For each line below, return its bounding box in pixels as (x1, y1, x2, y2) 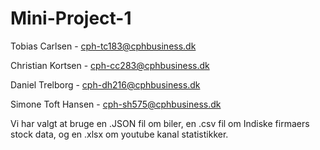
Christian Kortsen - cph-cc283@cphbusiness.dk (10, 59, 210, 71)
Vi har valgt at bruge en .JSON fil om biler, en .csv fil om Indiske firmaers (10, 117, 310, 129)
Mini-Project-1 (10, 7, 132, 30)
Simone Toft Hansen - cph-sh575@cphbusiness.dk (10, 98, 222, 110)
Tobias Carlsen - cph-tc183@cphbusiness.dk (10, 40, 197, 52)
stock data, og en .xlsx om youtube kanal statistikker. (10, 128, 229, 140)
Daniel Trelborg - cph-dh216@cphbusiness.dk (10, 78, 201, 91)
